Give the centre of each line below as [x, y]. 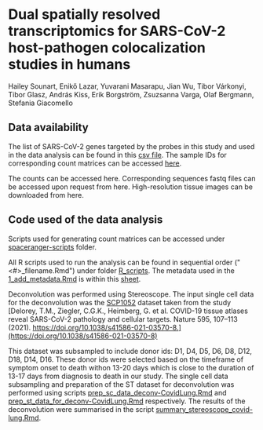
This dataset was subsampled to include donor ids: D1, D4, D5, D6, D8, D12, [130, 351]
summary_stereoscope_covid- [205, 409]
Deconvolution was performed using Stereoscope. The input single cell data [131, 294]
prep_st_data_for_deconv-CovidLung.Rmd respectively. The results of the [127, 401]
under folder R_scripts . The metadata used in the [156, 270]
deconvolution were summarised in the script [81, 409]
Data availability [48, 128]
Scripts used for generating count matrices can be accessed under [117, 239]
